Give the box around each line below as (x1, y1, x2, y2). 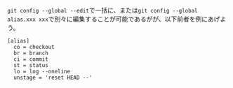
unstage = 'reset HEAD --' (13, 74, 93, 81)
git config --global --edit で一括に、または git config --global (7, 6, 198, 14)
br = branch (13, 50, 49, 57)
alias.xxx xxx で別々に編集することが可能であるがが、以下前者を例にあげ (7, 15, 220, 23)
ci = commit (13, 56, 49, 63)
